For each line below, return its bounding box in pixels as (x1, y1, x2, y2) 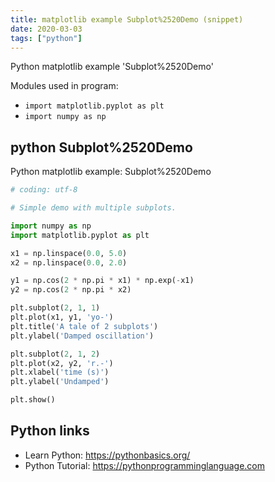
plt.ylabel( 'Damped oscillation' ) (10, 331, 155, 341)
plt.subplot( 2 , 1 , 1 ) (10, 303, 101, 313)
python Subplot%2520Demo (10, 139, 193, 156)
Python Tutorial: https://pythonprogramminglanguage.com (24, 459, 266, 471)
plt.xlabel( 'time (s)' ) (10, 367, 110, 378)
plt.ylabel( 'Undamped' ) (10, 377, 110, 387)
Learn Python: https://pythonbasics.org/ (24, 449, 191, 461)
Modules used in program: (10, 80, 119, 92)
